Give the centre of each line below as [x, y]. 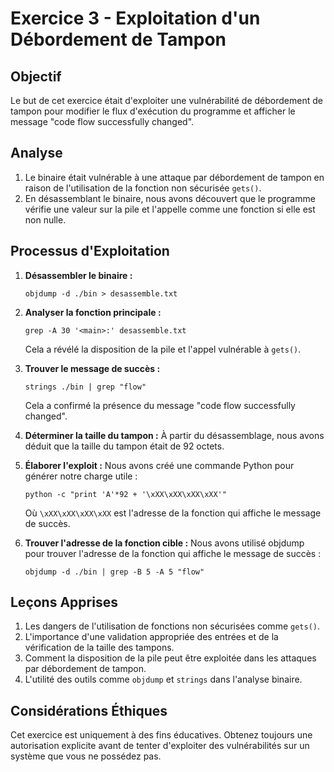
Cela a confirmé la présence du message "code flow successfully [160, 405]
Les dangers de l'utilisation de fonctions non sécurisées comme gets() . [172, 626]
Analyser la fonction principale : [93, 312]
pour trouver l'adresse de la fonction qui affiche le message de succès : [173, 553]
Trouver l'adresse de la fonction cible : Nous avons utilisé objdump [164, 543]
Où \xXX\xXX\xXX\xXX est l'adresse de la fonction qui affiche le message [173, 513]
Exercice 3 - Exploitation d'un [135, 18]
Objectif [36, 76]
